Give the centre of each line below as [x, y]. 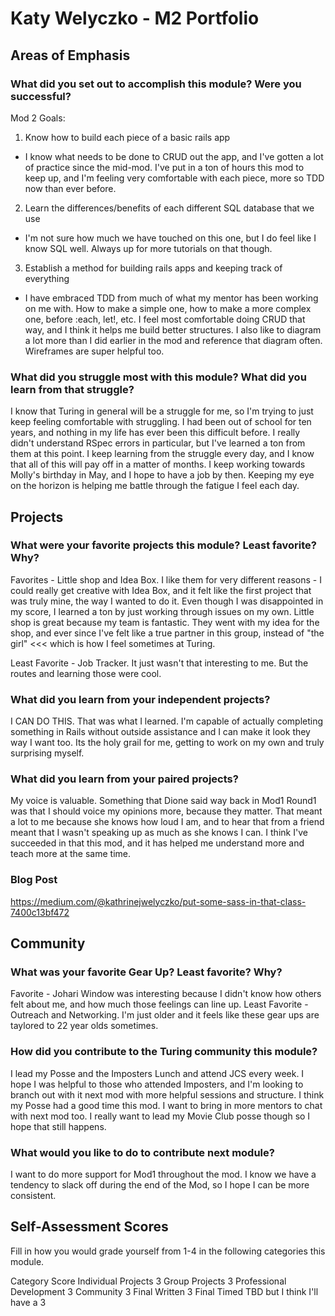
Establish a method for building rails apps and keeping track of [153, 268]
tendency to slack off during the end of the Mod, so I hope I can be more [160, 1185]
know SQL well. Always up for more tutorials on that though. [148, 248]
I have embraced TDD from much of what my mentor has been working [171, 298]
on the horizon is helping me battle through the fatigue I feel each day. [155, 486]
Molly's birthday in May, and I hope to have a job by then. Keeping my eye [162, 475]
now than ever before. [70, 188]
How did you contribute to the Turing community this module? [164, 1052]
